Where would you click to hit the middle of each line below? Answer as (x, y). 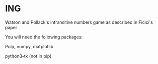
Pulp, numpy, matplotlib (29, 46)
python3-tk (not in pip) (28, 56)
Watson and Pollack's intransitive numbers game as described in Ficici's (79, 22)
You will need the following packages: (44, 37)
